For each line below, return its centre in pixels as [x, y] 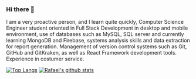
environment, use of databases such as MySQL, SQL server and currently [95, 34]
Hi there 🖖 [21, 9]
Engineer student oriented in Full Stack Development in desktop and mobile [97, 28]
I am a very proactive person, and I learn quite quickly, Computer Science [95, 22]
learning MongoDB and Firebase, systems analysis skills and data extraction [98, 41]
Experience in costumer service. [45, 59]
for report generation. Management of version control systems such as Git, [97, 46]
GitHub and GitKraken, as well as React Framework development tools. [92, 53]
